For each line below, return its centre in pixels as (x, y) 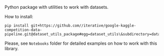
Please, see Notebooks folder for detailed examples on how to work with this (81, 43)
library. (12, 48)
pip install (17, 26)
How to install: (19, 16)
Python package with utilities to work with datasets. (57, 7)
